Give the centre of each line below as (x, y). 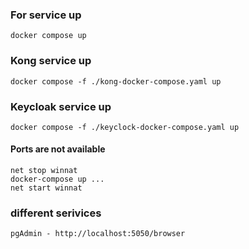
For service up (46, 15)
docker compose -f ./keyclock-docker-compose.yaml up (125, 127)
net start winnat (46, 188)
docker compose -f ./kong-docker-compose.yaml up (116, 81)
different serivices (56, 213)
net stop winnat (44, 171)
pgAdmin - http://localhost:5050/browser (98, 234)
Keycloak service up (61, 106)
